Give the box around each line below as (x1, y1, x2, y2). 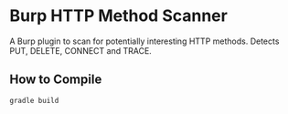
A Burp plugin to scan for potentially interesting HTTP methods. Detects (9, 36, 280, 47)
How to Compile (9, 72, 102, 88)
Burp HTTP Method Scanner (9, 5, 229, 26)
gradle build (9, 96, 59, 105)
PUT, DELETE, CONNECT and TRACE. (9, 45, 153, 56)
